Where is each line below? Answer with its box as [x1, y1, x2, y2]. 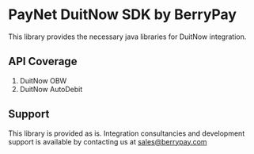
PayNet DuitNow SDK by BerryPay [8, 6, 237, 24]
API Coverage [8, 55, 78, 68]
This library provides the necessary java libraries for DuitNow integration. [8, 32, 247, 41]
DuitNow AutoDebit [19, 84, 83, 94]
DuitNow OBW [19, 75, 67, 85]
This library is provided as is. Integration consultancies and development [8, 129, 245, 138]
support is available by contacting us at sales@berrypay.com [8, 137, 207, 146]
